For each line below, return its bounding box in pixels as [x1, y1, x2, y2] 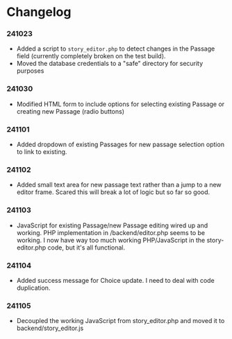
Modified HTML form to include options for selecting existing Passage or [16, 100, 225, 108]
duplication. [16, 284, 51, 292]
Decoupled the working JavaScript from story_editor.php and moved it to [16, 317, 225, 325]
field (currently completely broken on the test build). [16, 52, 166, 60]
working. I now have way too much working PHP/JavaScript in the [16, 236, 206, 244]
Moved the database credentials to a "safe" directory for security [16, 60, 204, 68]
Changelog [6, 4, 72, 20]
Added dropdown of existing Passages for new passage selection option [16, 140, 225, 149]
